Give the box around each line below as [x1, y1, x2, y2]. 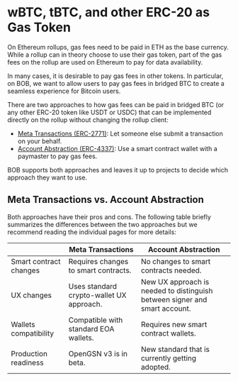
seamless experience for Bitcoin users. [7, 87, 121, 95]
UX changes [11, 290, 52, 300]
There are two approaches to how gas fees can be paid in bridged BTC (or [7, 100, 225, 109]
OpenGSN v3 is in [68, 348, 127, 358]
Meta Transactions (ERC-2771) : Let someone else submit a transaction [17, 129, 223, 138]
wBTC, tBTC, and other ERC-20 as [7, 4, 210, 21]
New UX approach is [140, 277, 210, 287]
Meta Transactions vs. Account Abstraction [7, 194, 204, 206]
